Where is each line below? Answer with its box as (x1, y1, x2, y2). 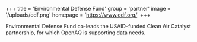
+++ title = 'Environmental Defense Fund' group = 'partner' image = (5, 5, 171, 12)
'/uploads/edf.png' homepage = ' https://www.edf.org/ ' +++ (5, 11, 151, 18)
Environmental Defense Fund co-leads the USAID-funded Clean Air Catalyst (5, 23, 191, 30)
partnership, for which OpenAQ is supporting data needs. (5, 29, 146, 36)
